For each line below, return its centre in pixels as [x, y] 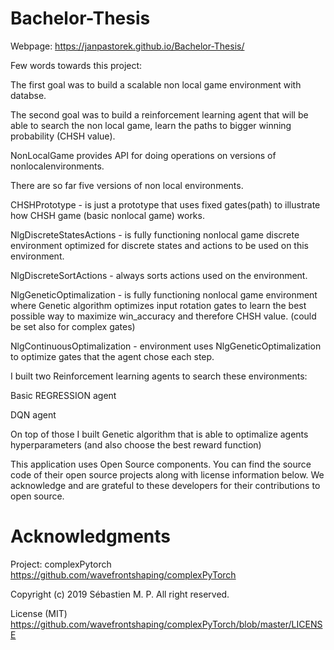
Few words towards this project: [76, 65]
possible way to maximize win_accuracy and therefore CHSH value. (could [163, 316]
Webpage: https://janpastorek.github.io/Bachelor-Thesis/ [127, 46]
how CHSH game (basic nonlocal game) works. [107, 215]
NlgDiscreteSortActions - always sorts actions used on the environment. [159, 275]
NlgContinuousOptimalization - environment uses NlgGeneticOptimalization [166, 346]
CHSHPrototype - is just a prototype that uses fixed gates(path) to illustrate [165, 204]
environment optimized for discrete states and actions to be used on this [159, 245]
